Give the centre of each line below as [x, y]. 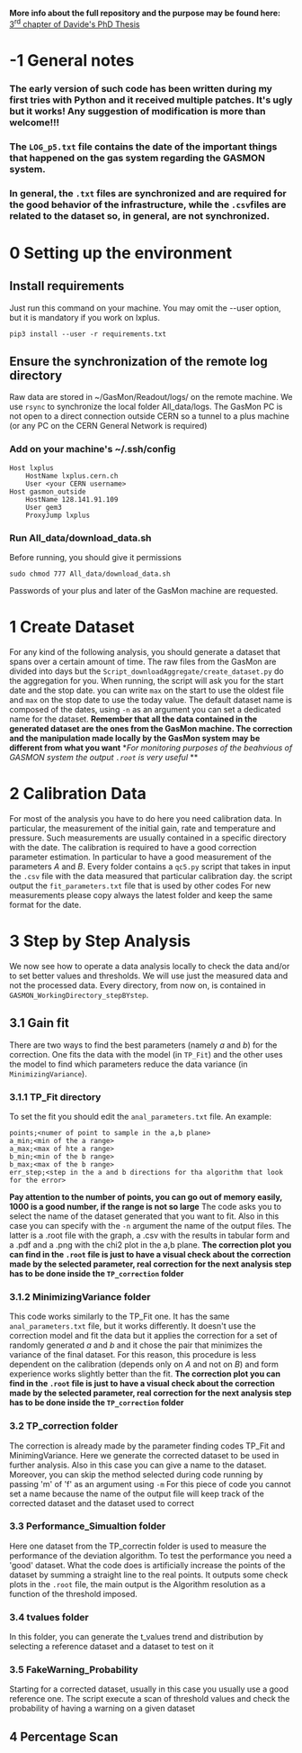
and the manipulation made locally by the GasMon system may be [135, 738]
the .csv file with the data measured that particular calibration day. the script [151, 876]
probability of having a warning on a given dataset [102, 1708]
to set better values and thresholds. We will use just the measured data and [149, 976]
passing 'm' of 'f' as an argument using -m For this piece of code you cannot [150, 1484]
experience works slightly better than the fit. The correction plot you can [145, 1374]
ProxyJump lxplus [58, 515]
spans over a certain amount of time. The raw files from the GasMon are [143, 661]
